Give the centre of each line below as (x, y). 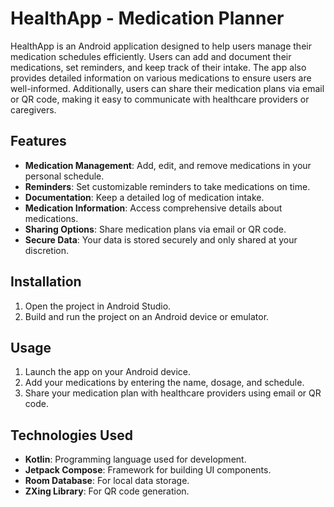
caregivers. (33, 109)
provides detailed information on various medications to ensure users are (161, 78)
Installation (46, 282)
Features (38, 141)
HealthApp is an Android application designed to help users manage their (161, 46)
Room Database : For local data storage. (107, 481)
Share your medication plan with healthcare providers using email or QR (173, 393)
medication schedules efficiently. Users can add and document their (151, 56)
